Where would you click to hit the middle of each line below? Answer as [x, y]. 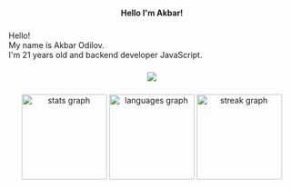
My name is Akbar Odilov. [57, 45]
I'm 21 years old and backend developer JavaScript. [105, 55]
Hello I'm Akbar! [152, 13]
